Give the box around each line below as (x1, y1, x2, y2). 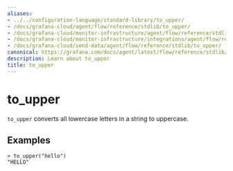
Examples (7, 134, 51, 146)
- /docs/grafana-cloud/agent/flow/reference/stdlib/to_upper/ (7, 23, 191, 30)
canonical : (7, 49, 39, 56)
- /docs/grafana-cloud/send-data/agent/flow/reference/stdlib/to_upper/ (7, 42, 222, 49)
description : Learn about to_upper (7, 55, 110, 62)
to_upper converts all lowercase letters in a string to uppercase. (7, 114, 189, 123)
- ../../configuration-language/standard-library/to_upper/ (7, 17, 185, 24)
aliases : (7, 10, 33, 17)
